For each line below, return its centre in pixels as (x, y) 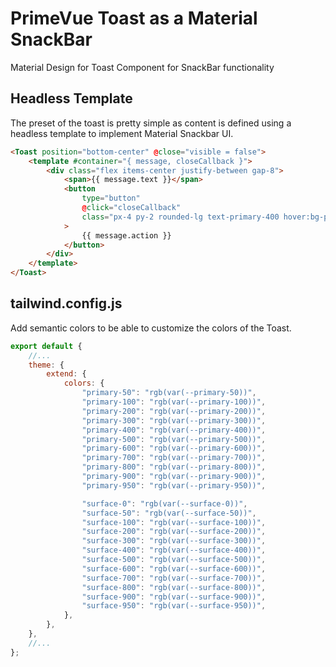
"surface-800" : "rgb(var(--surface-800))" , (174, 587)
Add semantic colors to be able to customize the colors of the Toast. (151, 328)
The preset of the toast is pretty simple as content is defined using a (151, 123)
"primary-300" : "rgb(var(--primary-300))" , (174, 420)
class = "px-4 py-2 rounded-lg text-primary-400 (180, 217)
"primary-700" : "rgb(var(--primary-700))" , (174, 458)
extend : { (66, 374)
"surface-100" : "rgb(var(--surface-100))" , (174, 522)
